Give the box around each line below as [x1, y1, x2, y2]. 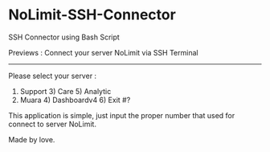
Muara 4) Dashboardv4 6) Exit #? [19, 95, 131, 105]
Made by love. [8, 134, 55, 144]
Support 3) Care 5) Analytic [19, 86, 112, 96]
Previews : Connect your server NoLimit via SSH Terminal [8, 47, 198, 57]
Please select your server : [8, 71, 97, 80]
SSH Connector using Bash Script [8, 32, 121, 42]
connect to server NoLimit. [8, 119, 96, 129]
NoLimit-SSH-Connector [8, 6, 177, 24]
